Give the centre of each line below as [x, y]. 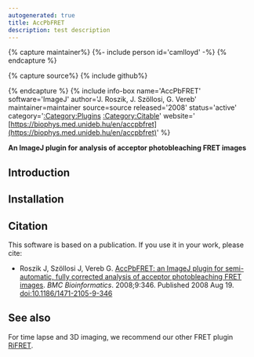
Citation [28, 226]
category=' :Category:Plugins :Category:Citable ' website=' [102, 116]
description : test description [59, 30]
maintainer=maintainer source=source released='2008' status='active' [123, 107]
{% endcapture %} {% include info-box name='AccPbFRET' [105, 91]
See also [29, 318]
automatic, [36, 276]
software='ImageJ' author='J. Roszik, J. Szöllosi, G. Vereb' [103, 100]
